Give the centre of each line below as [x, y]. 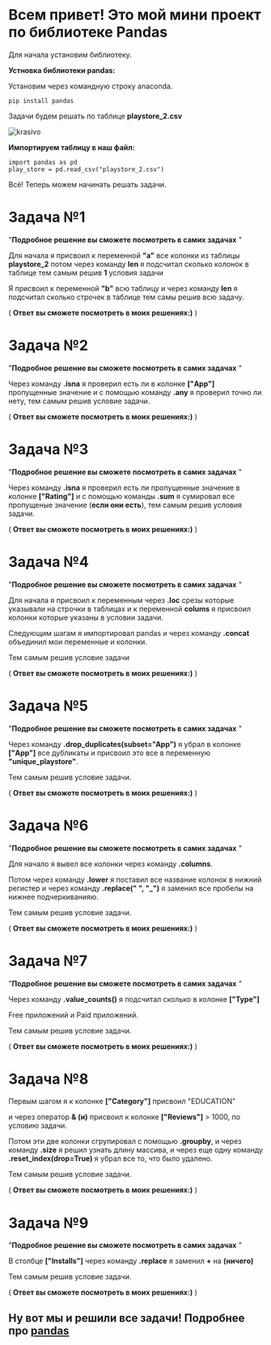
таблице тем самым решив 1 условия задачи [86, 273]
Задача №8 [49, 1079]
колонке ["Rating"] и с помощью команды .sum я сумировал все [122, 496]
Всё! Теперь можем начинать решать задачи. [88, 184]
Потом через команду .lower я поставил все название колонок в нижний [135, 879]
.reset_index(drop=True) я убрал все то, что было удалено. [110, 1158]
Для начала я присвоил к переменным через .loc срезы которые [121, 600]
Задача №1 [47, 217]
